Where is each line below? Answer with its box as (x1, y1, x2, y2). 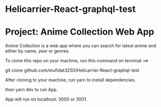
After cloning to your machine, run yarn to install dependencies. (5, 77, 136, 83)
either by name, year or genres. (5, 48, 70, 54)
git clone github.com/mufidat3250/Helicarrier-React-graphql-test (5, 67, 140, 73)
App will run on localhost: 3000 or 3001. (5, 96, 88, 103)
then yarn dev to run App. (5, 87, 58, 93)
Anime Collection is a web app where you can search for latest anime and (5, 43, 157, 49)
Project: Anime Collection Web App (5, 26, 155, 38)
